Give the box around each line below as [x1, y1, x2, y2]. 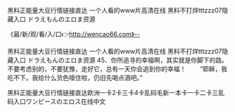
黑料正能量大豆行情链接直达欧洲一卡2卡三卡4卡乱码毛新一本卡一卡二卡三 [7, 89, 219, 97]
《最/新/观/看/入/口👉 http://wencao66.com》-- [7, 30, 141, 38]
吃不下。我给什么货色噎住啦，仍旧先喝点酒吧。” [7, 73, 143, 82]
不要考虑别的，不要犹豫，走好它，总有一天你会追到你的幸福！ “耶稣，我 [7, 65, 228, 73]
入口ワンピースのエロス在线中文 [13, 97, 106, 106]
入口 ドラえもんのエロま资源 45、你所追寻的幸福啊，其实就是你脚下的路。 [13, 56, 229, 64]
